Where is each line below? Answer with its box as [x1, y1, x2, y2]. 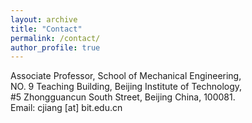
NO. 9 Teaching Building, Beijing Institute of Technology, [10, 81, 243, 93]
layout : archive [10, 14, 78, 25]
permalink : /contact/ [10, 33, 101, 43]
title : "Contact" [10, 24, 83, 34]
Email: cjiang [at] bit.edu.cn [10, 102, 123, 114]
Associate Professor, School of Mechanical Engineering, [10, 70, 242, 82]
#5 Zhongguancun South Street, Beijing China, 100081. [10, 91, 236, 103]
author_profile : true [10, 42, 101, 53]
